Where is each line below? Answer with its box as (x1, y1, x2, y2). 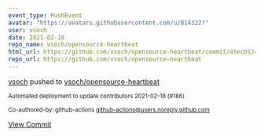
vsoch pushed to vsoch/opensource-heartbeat (8, 76, 159, 86)
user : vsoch (8, 26, 47, 34)
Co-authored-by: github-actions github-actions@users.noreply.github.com (8, 105, 210, 114)
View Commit (8, 119, 52, 129)
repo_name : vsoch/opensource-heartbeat (8, 41, 139, 49)
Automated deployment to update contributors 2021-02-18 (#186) (8, 92, 185, 100)
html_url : (8, 48, 41, 56)
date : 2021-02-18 (8, 33, 65, 42)
